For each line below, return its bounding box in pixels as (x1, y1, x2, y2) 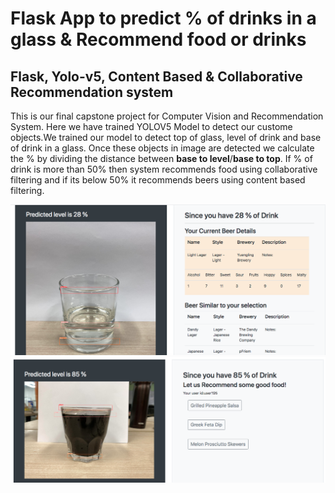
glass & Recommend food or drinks (10, 28, 307, 51)
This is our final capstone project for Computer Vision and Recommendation (10, 110, 324, 122)
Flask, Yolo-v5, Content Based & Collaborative (10, 68, 303, 85)
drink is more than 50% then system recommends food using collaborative (10, 163, 318, 175)
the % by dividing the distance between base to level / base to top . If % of (10, 153, 313, 164)
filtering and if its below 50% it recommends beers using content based (10, 174, 306, 186)
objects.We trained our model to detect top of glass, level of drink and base (10, 132, 322, 143)
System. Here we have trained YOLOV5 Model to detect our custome (10, 121, 293, 132)
